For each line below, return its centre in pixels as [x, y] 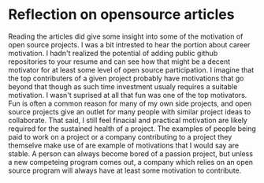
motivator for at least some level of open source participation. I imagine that [131, 69]
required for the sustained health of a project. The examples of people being [132, 129]
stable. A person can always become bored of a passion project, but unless [131, 153]
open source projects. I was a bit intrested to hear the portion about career [129, 44]
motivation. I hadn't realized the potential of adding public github [113, 53]
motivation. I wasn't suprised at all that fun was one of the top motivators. [128, 95]
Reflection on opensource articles [121, 15]
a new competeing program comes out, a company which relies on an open [131, 162]
